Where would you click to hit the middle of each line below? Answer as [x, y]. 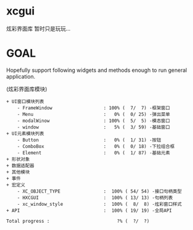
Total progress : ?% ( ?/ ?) [78, 221]
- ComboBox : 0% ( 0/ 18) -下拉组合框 [96, 146]
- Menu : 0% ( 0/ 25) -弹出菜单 [94, 114]
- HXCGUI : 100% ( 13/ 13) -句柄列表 [95, 197]
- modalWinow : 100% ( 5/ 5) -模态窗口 [94, 121]
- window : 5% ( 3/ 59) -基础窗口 [94, 127]
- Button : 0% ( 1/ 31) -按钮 [89, 140]
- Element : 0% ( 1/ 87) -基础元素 [94, 153]
